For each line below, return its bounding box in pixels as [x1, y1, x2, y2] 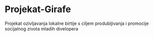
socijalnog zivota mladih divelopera [5, 25, 79, 31]
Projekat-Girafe [5, 4, 71, 15]
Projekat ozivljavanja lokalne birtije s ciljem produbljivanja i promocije [5, 20, 149, 26]
